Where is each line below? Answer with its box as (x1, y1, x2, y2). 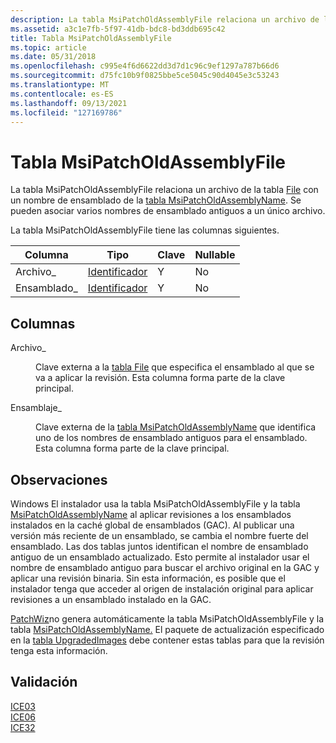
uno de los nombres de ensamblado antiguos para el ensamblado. (35, 432, 308, 444)
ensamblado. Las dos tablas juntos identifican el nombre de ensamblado (10, 540, 309, 552)
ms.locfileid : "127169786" (10, 107, 123, 118)
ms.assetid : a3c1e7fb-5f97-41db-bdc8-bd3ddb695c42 (10, 24, 226, 34)
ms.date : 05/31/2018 (10, 52, 97, 62)
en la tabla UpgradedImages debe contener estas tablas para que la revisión (10, 634, 325, 646)
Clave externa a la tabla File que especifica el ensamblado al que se (35, 361, 315, 373)
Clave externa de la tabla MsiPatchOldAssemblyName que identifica (35, 421, 317, 433)
